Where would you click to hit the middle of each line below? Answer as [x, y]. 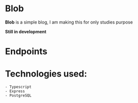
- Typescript [18, 87]
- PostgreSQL [18, 96]
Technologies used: [46, 74]
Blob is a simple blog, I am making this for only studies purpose [69, 22]
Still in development [26, 31]
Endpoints [26, 51]
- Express [15, 91]
